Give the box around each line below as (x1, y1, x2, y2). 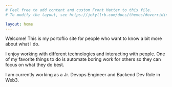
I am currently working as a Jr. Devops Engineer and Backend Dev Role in (5, 72, 160, 78)
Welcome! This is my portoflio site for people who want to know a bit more (5, 35, 162, 41)
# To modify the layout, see (5, 12, 68, 17)
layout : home (5, 21, 33, 27)
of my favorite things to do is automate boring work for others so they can (5, 56, 161, 62)
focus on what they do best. (5, 62, 64, 68)
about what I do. (5, 41, 40, 47)
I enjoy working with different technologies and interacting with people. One (5, 51, 165, 57)
